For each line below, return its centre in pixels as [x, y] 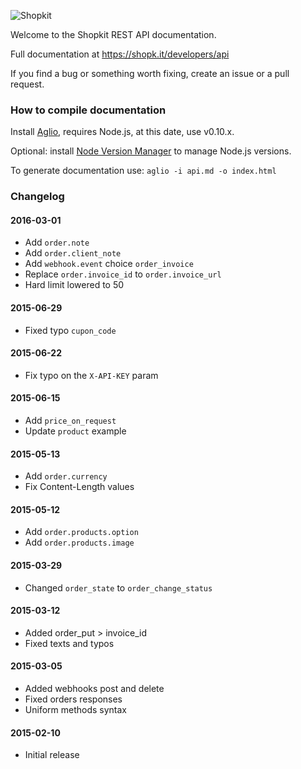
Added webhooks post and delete [94, 689]
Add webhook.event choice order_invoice [109, 264]
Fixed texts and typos [69, 643]
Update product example [75, 431]
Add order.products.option [81, 532]
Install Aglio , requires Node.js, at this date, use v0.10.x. [122, 132]
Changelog [37, 197]
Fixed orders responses [73, 699]
